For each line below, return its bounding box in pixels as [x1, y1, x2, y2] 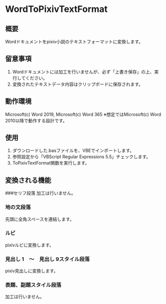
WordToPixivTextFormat [5, 3, 108, 15]
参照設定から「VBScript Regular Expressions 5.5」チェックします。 [12, 154, 151, 160]
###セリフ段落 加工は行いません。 [5, 190, 76, 196]
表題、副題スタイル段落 [5, 282, 61, 289]
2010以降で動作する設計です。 [5, 117, 67, 123]
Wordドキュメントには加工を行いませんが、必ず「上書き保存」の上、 [12, 69, 155, 75]
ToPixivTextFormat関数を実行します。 [12, 160, 90, 166]
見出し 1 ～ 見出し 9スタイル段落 [5, 255, 90, 262]
